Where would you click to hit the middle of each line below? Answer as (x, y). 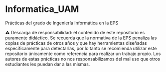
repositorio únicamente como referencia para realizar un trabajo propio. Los (83, 54)
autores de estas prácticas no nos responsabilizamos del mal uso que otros (83, 59)
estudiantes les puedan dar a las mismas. (48, 64)
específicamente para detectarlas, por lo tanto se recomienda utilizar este (81, 48)
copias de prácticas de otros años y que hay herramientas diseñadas (76, 43)
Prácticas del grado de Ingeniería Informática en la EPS (62, 23)
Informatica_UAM (42, 9)
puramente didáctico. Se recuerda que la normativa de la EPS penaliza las (81, 38)
